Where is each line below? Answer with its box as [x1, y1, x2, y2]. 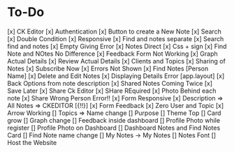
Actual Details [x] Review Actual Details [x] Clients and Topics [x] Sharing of [7, 56, 226, 65]
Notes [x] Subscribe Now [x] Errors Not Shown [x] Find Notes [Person [7, 64, 209, 73]
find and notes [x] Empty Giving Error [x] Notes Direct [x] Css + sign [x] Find [7, 42, 227, 50]
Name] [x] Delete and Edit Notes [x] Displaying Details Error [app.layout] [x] [7, 71, 225, 80]
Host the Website [7, 138, 57, 146]
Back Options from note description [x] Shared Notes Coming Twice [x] [7, 79, 213, 87]
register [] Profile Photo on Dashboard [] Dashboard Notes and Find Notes [7, 123, 221, 132]
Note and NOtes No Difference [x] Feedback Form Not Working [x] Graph [7, 50, 218, 58]
